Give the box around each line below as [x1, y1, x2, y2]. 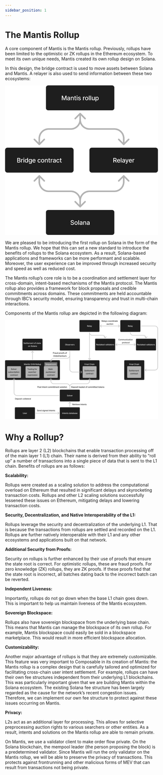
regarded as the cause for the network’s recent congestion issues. [5, 690, 138, 696]
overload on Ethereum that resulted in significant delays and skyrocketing [5, 487, 152, 493]
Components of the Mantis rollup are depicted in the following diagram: [5, 310, 147, 316]
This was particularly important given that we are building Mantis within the [5, 680, 155, 686]
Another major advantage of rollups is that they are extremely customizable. [5, 654, 157, 660]
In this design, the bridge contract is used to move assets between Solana [5, 65, 153, 71]
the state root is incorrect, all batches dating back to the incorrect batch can [5, 571, 157, 577]
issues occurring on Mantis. [5, 700, 61, 706]
